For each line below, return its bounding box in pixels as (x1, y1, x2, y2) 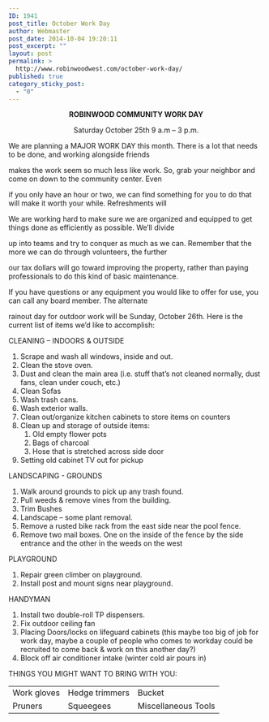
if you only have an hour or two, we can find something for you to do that (8, 190, 253, 200)
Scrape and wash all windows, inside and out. (19, 352, 173, 361)
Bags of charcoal (32, 438, 89, 447)
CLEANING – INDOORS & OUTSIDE (8, 336, 125, 346)
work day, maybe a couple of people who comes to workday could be (19, 636, 254, 646)
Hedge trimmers (67, 687, 130, 698)
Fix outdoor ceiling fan (19, 619, 96, 629)
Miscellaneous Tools (137, 700, 216, 711)
